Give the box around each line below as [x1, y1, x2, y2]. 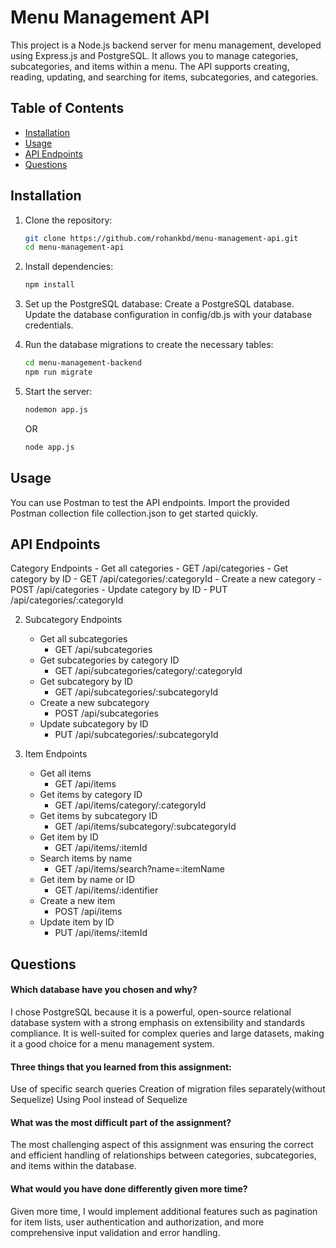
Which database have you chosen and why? [10, 984, 198, 996]
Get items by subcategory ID [39, 810, 158, 822]
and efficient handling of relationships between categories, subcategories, [10, 1149, 317, 1161]
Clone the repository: [24, 214, 113, 226]
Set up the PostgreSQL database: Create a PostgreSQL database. [24, 298, 295, 310]
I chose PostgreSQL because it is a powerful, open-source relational [10, 1006, 292, 1018]
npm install [24, 280, 75, 290]
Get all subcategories [39, 633, 128, 645]
